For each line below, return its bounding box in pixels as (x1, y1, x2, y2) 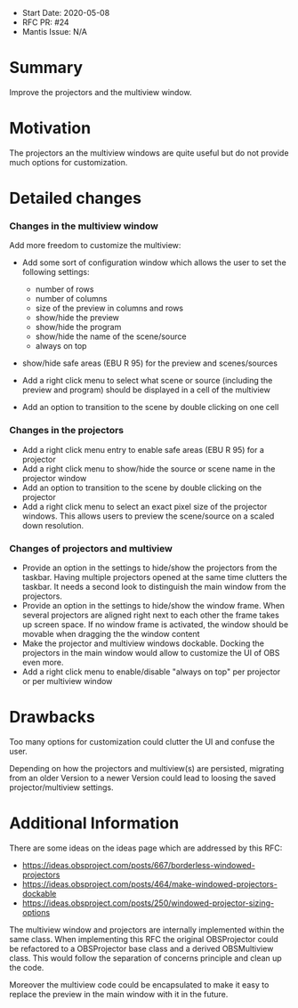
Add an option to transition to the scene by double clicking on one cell (21, 402, 279, 413)
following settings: (21, 267, 90, 278)
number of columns (35, 294, 108, 304)
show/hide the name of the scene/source (35, 331, 187, 342)
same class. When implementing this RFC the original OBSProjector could (9, 933, 278, 944)
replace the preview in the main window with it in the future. (9, 988, 229, 999)
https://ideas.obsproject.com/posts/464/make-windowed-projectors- (21, 878, 278, 889)
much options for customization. (9, 157, 128, 167)
